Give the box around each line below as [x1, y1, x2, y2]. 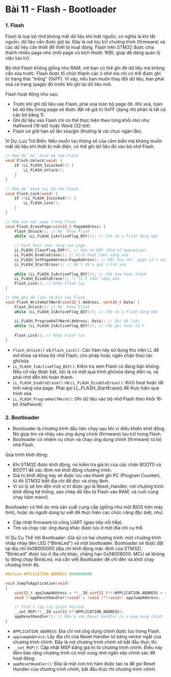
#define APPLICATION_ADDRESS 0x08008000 [5, 572, 93, 577]
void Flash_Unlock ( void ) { [5, 158, 63, 163]
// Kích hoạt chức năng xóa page [14, 243, 85, 248]
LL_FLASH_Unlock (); [23, 167, 65, 173]
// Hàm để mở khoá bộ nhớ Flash [5, 153, 79, 159]
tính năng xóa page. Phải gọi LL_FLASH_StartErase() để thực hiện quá [12, 384, 159, 391]
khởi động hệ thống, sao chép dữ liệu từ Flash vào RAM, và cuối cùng [12, 489, 159, 495]
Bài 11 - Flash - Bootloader [5, 4, 117, 15]
